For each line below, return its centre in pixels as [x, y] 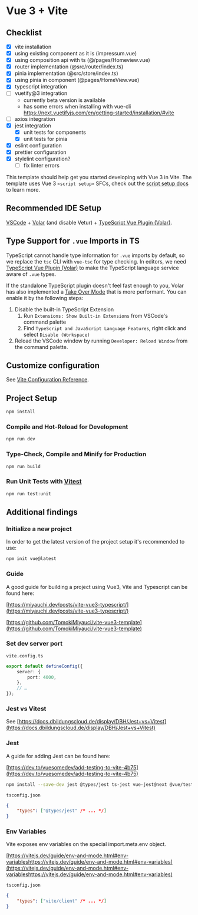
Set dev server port [34, 644]
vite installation [33, 47]
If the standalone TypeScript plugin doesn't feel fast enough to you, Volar [95, 285]
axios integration [35, 119]
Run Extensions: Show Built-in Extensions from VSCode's [95, 315]
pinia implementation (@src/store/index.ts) [67, 73]
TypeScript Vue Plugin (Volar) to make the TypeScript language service [93, 268]
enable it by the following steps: [45, 298]
